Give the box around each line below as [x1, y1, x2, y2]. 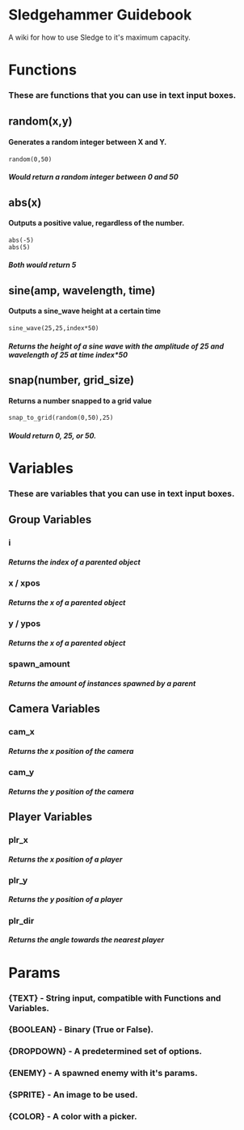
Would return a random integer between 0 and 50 [8, 172, 179, 182]
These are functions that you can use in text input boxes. [8, 90, 237, 101]
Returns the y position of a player [8, 895, 123, 904]
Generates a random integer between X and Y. [8, 138, 167, 147]
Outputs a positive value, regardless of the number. [8, 218, 185, 228]
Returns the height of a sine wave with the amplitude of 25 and [8, 341, 225, 351]
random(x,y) [8, 115, 73, 129]
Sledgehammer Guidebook [8, 6, 192, 24]
